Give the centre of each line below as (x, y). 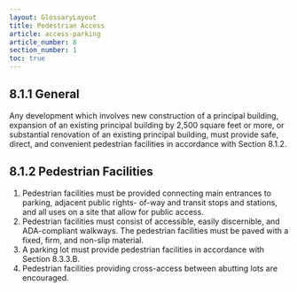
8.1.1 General (44, 94)
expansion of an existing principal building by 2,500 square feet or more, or (147, 125)
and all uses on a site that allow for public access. (113, 211)
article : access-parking (55, 34)
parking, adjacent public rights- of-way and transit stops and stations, (149, 202)
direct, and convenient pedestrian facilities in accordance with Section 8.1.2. (148, 143)
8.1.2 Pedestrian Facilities (81, 172)
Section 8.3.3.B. (51, 258)
